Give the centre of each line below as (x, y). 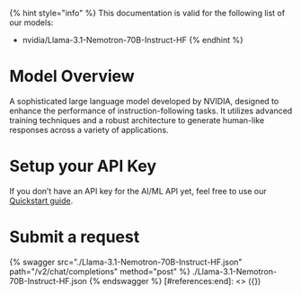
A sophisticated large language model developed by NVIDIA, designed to (144, 101)
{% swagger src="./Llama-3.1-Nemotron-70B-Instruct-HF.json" (126, 262)
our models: (31, 22)
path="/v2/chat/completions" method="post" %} (100, 271)
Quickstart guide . (41, 201)
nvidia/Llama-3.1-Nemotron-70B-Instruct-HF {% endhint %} (133, 40)
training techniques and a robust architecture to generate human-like (137, 120)
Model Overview (72, 76)
